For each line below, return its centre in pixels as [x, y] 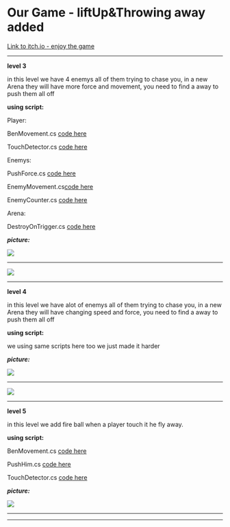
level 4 [17, 291]
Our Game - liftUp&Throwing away [106, 13]
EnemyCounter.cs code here [47, 199]
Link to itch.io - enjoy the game [51, 46]
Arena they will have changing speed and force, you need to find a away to [113, 312]
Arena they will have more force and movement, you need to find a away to [113, 86]
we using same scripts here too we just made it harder [84, 346]
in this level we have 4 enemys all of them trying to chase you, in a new [107, 79]
